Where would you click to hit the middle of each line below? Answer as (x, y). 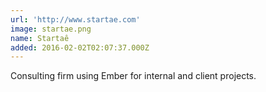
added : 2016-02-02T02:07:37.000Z (80, 47)
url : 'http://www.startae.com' (75, 19)
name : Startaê (40, 38)
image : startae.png (51, 29)
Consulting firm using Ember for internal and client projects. (133, 76)
